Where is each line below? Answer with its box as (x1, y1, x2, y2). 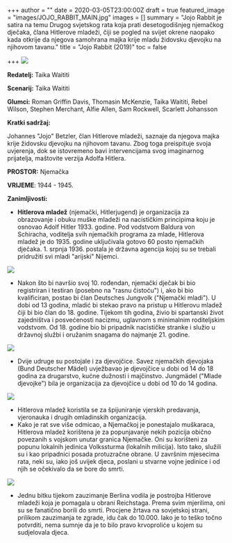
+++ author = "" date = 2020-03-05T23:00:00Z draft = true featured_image (7, 6, 225, 14)
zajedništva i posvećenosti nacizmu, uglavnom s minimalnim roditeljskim (17, 316, 225, 324)
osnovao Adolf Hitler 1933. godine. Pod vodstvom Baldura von (17, 222, 196, 231)
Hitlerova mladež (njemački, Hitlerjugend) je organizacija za (17, 208, 190, 216)
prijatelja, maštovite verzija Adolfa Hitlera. (7, 154, 126, 162)
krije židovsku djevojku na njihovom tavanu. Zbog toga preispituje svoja (7, 139, 212, 147)
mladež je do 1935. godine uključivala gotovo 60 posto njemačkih (17, 238, 204, 245)
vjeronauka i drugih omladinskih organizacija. (17, 413, 147, 421)
